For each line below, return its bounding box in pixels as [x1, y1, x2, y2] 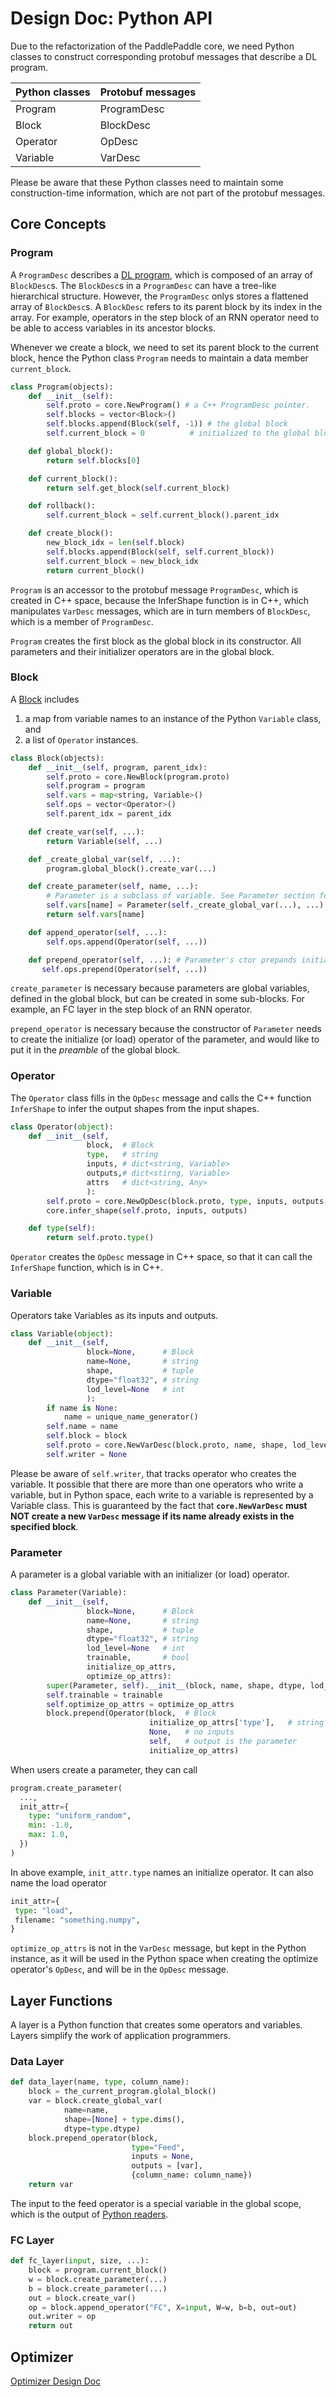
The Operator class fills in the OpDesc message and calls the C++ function [10, 1092, 312, 1104]
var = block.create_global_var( [28, 2096, 163, 2106]
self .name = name [46, 1422, 118, 1432]
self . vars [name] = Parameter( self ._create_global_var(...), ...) [46, 900, 325, 911]
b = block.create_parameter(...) [28, 2283, 168, 2294]
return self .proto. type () [46, 1233, 155, 1243]
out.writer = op [28, 2312, 97, 2322]
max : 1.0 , [28, 1830, 70, 1840]
